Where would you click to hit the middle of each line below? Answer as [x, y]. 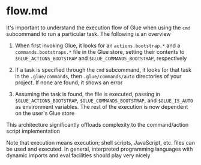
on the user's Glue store [45, 113]
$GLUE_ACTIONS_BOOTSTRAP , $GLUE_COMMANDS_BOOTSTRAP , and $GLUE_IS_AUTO [104, 100]
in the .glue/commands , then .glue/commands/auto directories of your [98, 76]
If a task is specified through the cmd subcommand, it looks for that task [103, 69]
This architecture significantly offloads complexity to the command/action [97, 124]
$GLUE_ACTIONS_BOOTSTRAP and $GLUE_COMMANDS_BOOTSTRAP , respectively [101, 58]
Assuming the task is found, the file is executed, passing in [88, 94]
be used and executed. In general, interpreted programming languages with [100, 149]
